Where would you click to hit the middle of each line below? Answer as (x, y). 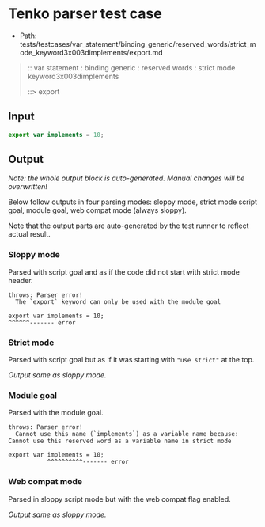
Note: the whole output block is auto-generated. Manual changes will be (127, 178)
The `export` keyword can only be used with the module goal (118, 301)
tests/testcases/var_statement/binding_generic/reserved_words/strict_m (138, 44)
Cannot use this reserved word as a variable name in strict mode (120, 441)
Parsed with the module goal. (56, 413)
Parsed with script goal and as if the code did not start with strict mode (124, 272)
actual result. (29, 234)
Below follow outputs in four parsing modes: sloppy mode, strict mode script (133, 202)
